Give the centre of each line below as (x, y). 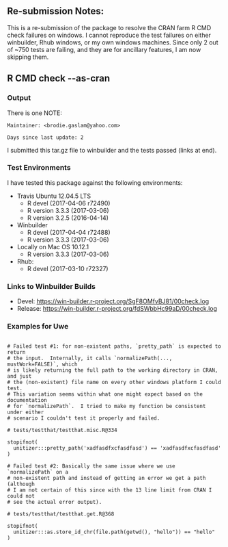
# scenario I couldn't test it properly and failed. (84, 418)
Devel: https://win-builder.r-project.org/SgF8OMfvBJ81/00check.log (113, 301)
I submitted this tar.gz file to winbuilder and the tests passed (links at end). (112, 150)
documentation (27, 400)
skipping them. (28, 57)
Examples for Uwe (38, 327)
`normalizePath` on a (38, 472)
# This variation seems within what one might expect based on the (105, 394)
